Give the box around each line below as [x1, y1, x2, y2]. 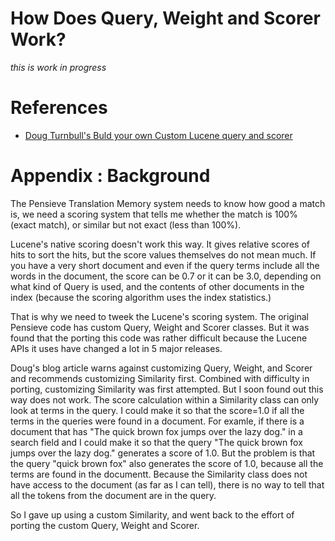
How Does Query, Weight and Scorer [10, 7, 321, 30]
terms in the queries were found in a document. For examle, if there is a [10, 415, 305, 427]
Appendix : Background [10, 165, 211, 187]
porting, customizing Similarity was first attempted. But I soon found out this [10, 383, 324, 395]
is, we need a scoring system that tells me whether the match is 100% [10, 208, 298, 220]
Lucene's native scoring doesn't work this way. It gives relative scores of [10, 238, 310, 250]
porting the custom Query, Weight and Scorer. [10, 519, 200, 531]
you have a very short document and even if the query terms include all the [10, 259, 320, 271]
